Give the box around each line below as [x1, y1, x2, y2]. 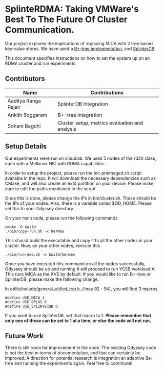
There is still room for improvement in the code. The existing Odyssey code [5, 345, 157, 351]
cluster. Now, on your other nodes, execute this [5, 243, 100, 248]
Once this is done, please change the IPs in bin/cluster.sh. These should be [5, 195, 156, 201]
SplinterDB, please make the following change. [5, 276, 99, 282]
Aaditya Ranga [7, 97, 41, 104]
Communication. [5, 25, 75, 35]
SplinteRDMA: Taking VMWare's [5, 3, 139, 15]
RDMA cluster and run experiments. [5, 60, 77, 66]
